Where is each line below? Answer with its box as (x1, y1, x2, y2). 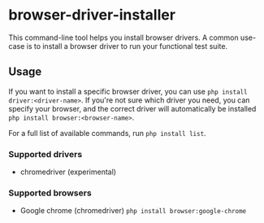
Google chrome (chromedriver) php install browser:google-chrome (19, 206, 246, 216)
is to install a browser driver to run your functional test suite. (26, 41, 228, 50)
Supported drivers (8, 148, 83, 160)
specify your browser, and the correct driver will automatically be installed (8, 103, 257, 113)
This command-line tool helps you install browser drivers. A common (8, 33, 239, 42)
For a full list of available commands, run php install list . (8, 128, 206, 138)
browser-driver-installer (8, 6, 176, 24)
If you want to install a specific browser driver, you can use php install (8, 86, 248, 96)
